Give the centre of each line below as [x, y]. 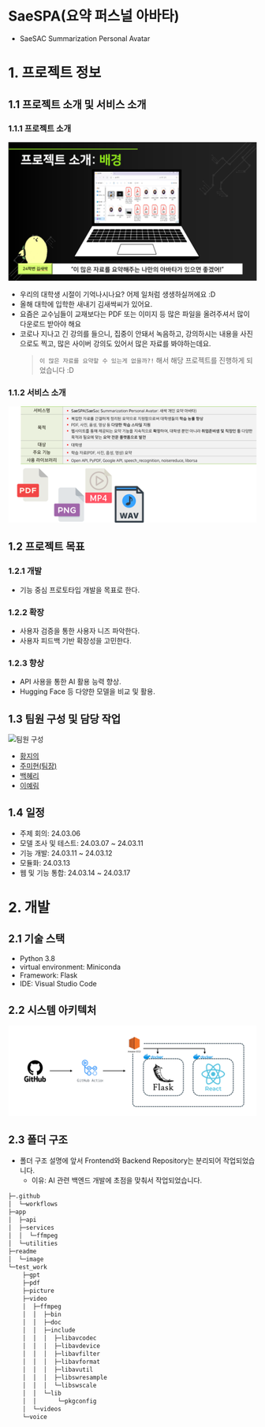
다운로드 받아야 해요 [50, 324]
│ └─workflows [33, 1204]
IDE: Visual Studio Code [58, 983]
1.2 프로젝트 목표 [47, 547]
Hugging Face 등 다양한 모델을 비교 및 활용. [87, 691]
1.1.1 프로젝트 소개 [40, 129]
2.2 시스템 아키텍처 [52, 1010]
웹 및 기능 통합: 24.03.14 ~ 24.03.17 [75, 873]
